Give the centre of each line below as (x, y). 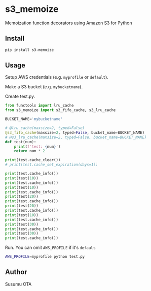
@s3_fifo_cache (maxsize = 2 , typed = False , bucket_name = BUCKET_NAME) (75, 132)
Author (16, 272)
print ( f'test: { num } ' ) (37, 146)
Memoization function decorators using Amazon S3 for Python (69, 23)
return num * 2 (30, 151)
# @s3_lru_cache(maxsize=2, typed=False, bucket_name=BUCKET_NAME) (76, 137)
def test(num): (21, 142)
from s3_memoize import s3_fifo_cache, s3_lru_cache (60, 110)
